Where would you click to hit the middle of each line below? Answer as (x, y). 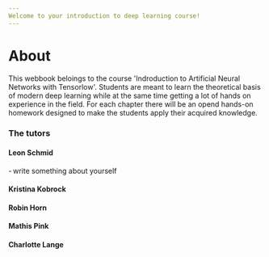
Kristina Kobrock (37, 189)
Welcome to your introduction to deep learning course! (104, 16)
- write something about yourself (63, 171)
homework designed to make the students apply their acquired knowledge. (133, 112)
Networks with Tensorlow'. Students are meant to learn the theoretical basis (134, 86)
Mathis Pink (29, 226)
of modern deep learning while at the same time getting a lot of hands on (130, 95)
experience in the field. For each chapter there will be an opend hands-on (131, 104)
